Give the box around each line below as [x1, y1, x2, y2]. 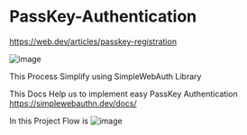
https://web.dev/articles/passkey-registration [9, 36, 178, 47]
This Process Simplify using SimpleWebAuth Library [9, 70, 202, 82]
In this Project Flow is [9, 115, 88, 126]
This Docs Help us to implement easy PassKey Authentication [9, 88, 239, 99]
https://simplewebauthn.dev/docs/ [9, 97, 137, 109]
